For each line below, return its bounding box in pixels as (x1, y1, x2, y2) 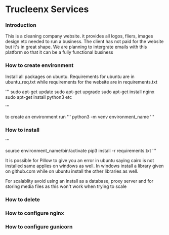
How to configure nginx (5, 209, 64, 216)
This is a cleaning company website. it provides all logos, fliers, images (5, 33, 153, 39)
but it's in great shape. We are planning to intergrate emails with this (5, 44, 147, 50)
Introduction (5, 22, 36, 29)
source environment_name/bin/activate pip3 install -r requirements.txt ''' (5, 148, 157, 154)
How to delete (5, 196, 40, 203)
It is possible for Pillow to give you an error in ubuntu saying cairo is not (5, 158, 154, 164)
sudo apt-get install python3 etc (5, 94, 72, 100)
